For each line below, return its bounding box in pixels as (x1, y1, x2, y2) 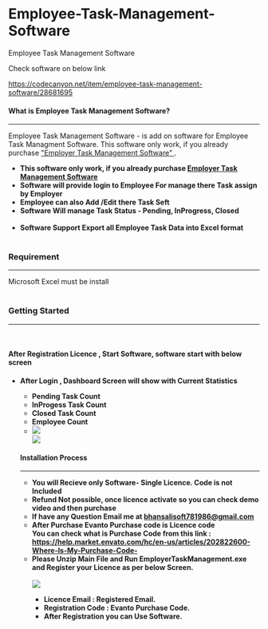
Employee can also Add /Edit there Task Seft (19, 197, 170, 208)
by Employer (19, 189, 63, 199)
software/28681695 (8, 87, 73, 97)
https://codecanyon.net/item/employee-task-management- (8, 79, 203, 89)
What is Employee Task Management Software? (8, 105, 171, 116)
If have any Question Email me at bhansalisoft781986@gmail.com (31, 512, 254, 521)
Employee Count (31, 417, 89, 426)
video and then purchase (31, 504, 117, 513)
